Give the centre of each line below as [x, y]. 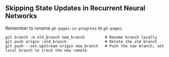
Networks [21, 16]
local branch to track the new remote [46, 50]
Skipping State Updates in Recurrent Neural [75, 8]
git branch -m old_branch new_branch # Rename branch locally [81, 37]
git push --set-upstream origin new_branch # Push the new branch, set [85, 46]
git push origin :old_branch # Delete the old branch [81, 41]
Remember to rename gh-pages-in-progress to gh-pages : [64, 28]
